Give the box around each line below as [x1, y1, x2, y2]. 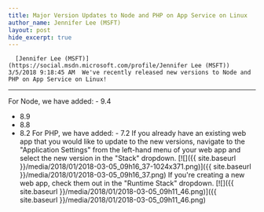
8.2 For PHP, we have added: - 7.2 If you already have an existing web [19, 129, 247, 138]
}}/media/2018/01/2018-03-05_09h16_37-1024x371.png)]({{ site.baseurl [19, 162, 251, 171]
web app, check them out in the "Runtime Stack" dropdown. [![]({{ [19, 178, 234, 188]
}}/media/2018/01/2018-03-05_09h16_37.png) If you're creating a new [19, 170, 245, 180]
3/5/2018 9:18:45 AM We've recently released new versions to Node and [8, 68, 251, 77]
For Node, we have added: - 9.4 [8, 97, 112, 106]
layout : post [8, 26, 51, 34]
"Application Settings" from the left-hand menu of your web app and [19, 145, 241, 155]
